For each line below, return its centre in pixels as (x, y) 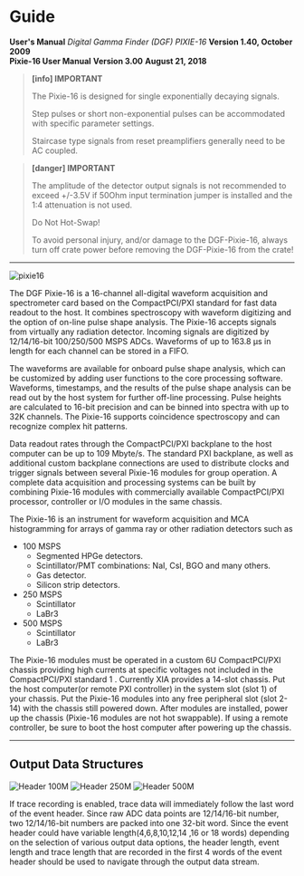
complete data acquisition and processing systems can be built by (133, 482)
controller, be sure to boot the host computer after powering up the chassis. (151, 727)
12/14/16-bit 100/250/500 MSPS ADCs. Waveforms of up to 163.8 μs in (140, 341)
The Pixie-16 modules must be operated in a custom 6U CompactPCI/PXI (145, 659)
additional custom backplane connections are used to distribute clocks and (149, 463)
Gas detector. (61, 575)
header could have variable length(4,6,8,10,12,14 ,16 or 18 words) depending (149, 833)
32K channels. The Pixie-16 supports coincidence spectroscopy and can (145, 416)
